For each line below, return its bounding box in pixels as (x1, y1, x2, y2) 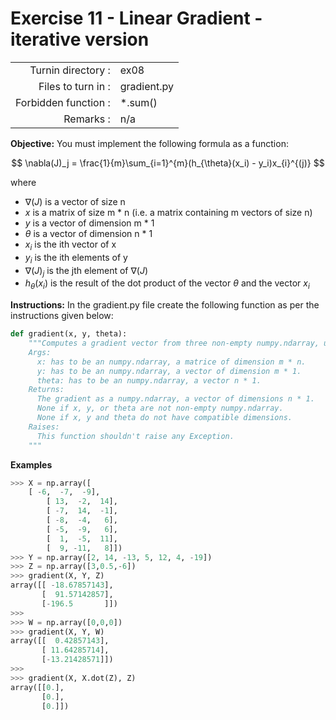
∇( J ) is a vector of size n (24, 195, 126, 207)
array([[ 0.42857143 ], (10, 636, 110, 646)
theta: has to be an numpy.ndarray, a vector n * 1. (36, 375, 262, 386)
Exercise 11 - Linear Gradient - (10, 7, 263, 30)
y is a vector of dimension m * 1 (24, 217, 155, 229)
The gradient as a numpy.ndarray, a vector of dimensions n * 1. (36, 394, 315, 404)
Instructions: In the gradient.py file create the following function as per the (10, 299, 320, 311)
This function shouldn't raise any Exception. (36, 431, 235, 441)
